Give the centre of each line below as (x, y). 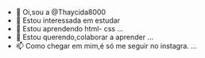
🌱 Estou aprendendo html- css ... (70, 29)
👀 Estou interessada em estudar (68, 20)
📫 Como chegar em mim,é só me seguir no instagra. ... (106, 46)
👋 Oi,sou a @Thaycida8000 (60, 12)
